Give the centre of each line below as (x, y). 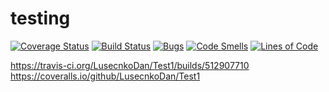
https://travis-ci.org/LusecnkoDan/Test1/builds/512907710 (130, 65)
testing (40, 18)
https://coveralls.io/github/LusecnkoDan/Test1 (105, 76)
